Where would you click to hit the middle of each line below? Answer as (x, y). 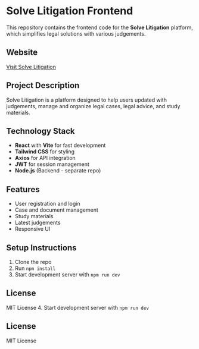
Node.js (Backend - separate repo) (58, 171)
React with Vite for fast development (60, 145)
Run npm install (35, 268)
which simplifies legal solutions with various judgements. (76, 33)
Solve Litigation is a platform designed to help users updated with (86, 100)
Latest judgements (38, 223)
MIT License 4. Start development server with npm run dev (77, 307)
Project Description (43, 85)
